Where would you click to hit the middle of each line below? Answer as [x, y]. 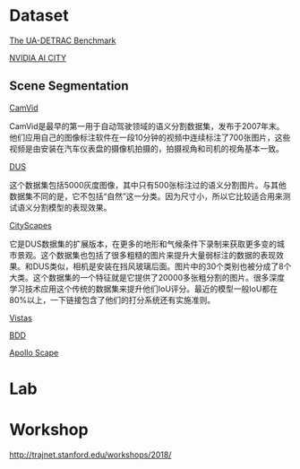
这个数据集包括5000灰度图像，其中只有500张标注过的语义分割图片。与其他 [148, 185]
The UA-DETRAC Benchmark [63, 40]
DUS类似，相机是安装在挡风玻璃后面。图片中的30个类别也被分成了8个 [162, 266]
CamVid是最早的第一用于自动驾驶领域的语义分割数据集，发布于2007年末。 [147, 126]
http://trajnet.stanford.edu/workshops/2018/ [90, 455]
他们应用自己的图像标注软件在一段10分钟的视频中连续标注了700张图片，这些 [150, 137]
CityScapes [30, 225]
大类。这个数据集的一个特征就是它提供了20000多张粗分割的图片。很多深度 [147, 277]
